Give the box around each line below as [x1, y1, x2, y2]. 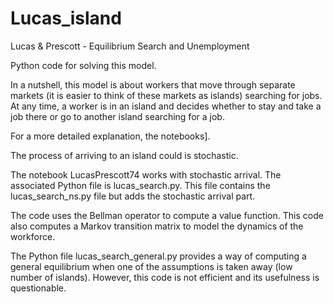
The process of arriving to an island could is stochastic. [10, 149, 239, 161]
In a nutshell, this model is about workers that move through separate [10, 78, 296, 91]
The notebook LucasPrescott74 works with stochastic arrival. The [10, 168, 282, 181]
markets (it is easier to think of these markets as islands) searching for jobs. [10, 89, 323, 101]
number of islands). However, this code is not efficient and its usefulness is [10, 271, 320, 283]
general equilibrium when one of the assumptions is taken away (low [10, 260, 293, 272]
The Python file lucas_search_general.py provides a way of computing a [10, 250, 307, 262]
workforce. [10, 230, 56, 242]
